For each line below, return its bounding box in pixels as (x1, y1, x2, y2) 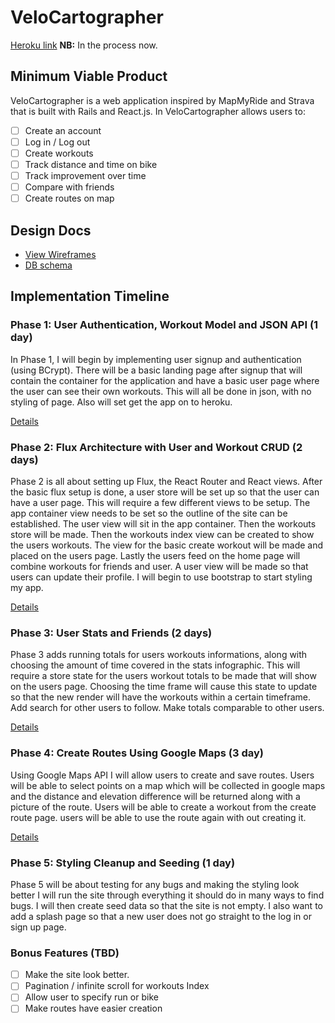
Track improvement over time (24, 170, 147, 181)
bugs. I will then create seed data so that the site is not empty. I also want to (10, 899, 323, 911)
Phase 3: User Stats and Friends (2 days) (10, 626, 213, 640)
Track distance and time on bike (24, 158, 158, 170)
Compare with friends (24, 181, 115, 193)
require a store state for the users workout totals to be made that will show (10, 670, 317, 682)
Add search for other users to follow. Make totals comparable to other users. (10, 702, 325, 714)
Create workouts (24, 147, 94, 159)
